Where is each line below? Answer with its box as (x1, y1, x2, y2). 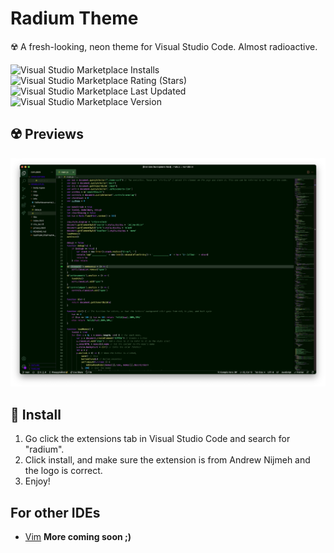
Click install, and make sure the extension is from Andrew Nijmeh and (24, 454, 311, 466)
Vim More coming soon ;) (24, 530, 132, 542)
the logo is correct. (24, 465, 103, 477)
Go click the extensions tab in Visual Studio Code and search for (24, 433, 291, 445)
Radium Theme (10, 7, 139, 30)
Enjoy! (24, 475, 51, 487)
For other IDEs (10, 504, 101, 521)
